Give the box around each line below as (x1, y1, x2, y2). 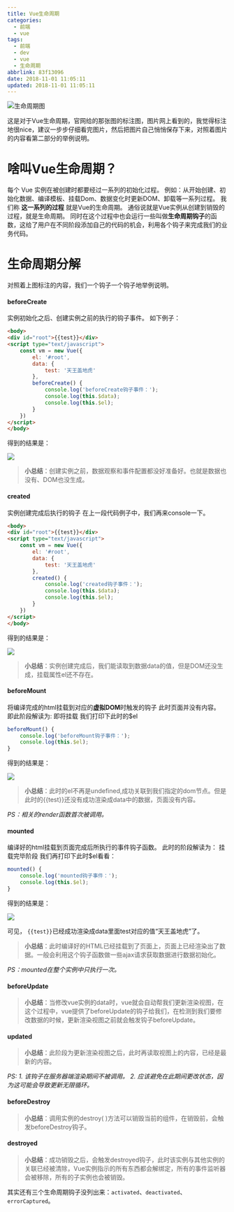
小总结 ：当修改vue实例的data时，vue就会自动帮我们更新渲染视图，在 (24, 998, 224, 1007)
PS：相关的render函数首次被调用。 (7, 811, 108, 819)
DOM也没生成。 (43, 476, 89, 484)
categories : (7, 17, 42, 24)
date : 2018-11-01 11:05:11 (7, 75, 86, 83)
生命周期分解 (7, 257, 82, 273)
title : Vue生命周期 (7, 10, 60, 17)
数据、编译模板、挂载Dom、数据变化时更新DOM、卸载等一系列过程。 (19, 194, 219, 203)
